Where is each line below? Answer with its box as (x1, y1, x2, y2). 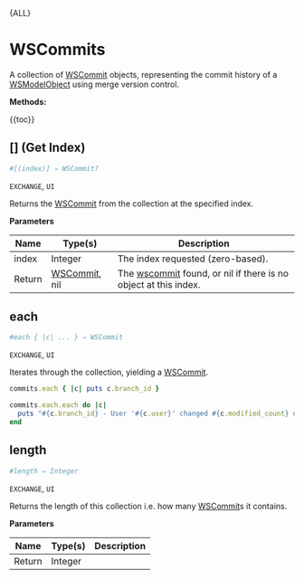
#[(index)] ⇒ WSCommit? (9, 164, 100, 173)
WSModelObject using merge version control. (9, 79, 179, 90)
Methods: (9, 96, 47, 107)
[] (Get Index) (9, 140, 86, 156)
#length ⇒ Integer (9, 466, 79, 476)
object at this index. (117, 278, 201, 290)
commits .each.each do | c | (9, 401, 107, 410)
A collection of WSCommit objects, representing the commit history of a (9, 69, 278, 80)
